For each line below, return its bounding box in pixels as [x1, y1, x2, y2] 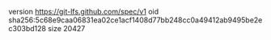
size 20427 [48, 24, 86, 33]
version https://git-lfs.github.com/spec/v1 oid [8, 7, 159, 16]
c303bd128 [8, 24, 47, 33]
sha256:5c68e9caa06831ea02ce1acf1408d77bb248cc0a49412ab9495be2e [8, 15, 263, 25]
